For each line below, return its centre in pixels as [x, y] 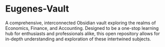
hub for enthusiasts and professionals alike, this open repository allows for [82, 33]
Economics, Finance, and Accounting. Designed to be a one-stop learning [82, 28]
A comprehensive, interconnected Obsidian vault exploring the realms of [81, 23]
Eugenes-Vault [37, 9]
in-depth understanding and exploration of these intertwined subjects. [78, 39]
